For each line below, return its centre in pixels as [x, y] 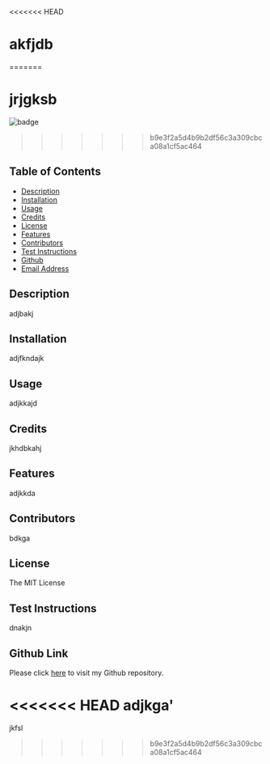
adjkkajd [23, 403]
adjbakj [21, 313]
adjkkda [22, 493]
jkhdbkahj [25, 448]
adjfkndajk [27, 359]
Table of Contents [55, 172]
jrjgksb [33, 100]
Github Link [39, 654]
